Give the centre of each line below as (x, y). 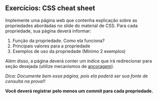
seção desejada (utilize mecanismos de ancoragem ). (60, 66)
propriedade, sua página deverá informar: (48, 31)
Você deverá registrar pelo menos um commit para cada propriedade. (79, 91)
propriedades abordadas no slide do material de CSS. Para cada (71, 25)
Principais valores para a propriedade (51, 46)
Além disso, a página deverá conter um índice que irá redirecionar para (78, 61)
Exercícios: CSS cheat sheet (50, 8)
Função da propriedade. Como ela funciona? (58, 40)
